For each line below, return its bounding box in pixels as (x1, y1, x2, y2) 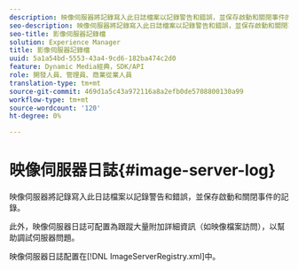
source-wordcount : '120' (9, 104, 101, 112)
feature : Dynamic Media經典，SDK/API (9, 63, 145, 72)
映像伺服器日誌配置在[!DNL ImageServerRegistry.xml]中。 (9, 251, 221, 262)
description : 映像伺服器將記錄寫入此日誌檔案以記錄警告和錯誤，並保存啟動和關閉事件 (9, 12, 286, 22)
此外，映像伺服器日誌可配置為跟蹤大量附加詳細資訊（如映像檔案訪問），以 (9, 221, 278, 232)
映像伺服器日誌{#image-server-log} (9, 160, 277, 181)
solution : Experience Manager (9, 37, 122, 47)
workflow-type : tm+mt (9, 95, 90, 104)
